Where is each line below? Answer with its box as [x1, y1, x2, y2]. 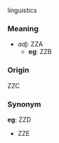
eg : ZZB [28, 48, 52, 56]
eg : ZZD [7, 115, 31, 124]
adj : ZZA [17, 40, 43, 48]
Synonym [7, 99, 41, 109]
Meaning [7, 23, 39, 33]
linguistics [7, 6, 38, 14]
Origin [7, 65, 30, 75]
